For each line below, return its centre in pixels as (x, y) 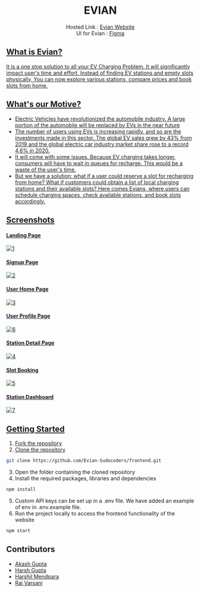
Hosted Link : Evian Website (100, 27)
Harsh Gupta (30, 570)
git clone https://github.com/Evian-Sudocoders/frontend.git (84, 461)
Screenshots (30, 220)
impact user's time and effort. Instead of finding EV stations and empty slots (100, 73)
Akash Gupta (31, 564)
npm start (19, 530)
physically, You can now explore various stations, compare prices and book (99, 79)
